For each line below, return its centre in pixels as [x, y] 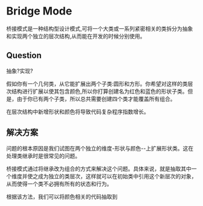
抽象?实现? [20, 71]
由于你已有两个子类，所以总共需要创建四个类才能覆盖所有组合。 [96, 98]
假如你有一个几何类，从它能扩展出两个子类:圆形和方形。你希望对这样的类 [97, 83]
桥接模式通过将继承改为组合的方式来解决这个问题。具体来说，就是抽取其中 [99, 169]
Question [24, 56]
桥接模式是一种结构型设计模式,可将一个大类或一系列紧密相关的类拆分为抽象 [100, 28]
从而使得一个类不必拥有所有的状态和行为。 [59, 184]
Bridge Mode [39, 11]
